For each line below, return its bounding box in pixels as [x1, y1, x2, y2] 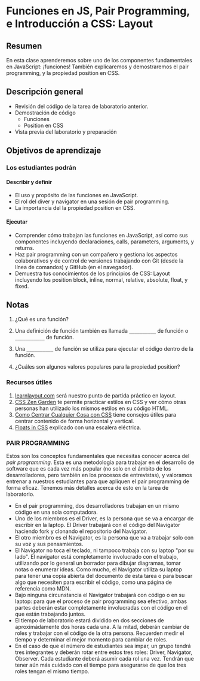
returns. [14, 244, 35, 251]
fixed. [14, 282, 29, 290]
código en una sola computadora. [14, 508, 98, 516]
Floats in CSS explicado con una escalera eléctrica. [14, 424, 141, 431]
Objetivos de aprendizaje [6, 146, 101, 156]
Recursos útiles [6, 378, 53, 387]
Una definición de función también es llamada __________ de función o [14, 327, 189, 335]
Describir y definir [6, 178, 53, 185]
